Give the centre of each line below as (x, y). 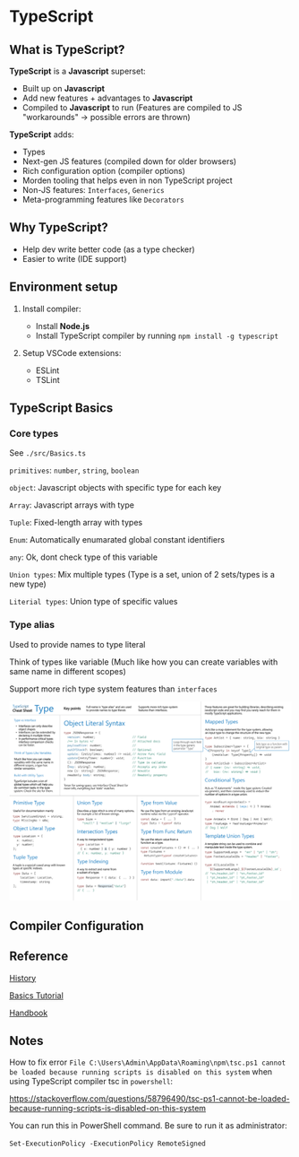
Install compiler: (51, 309)
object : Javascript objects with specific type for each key (115, 488)
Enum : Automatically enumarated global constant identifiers (117, 540)
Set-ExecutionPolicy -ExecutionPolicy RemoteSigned (107, 1144)
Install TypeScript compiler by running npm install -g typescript (157, 335)
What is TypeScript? (67, 50)
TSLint (47, 379)
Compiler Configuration (77, 926)
